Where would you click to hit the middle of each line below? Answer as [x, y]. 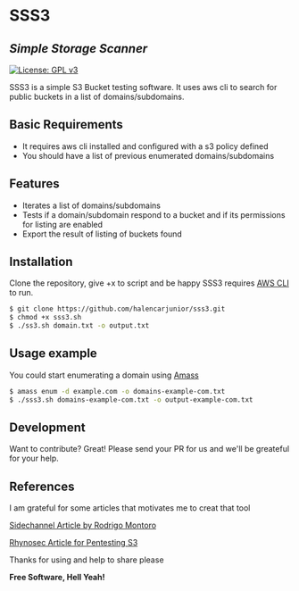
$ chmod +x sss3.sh [46, 318]
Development [48, 428]
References [42, 486]
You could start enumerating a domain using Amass [104, 375]
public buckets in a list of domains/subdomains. [97, 96]
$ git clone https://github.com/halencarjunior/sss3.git [117, 309]
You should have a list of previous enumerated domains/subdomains [148, 155]
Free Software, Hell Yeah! [57, 578]
